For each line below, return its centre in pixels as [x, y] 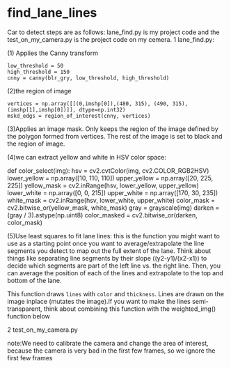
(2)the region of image [39, 91]
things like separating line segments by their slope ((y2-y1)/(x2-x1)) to [107, 258]
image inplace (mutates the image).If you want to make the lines [99, 301]
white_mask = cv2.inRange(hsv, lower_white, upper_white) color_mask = [111, 200]
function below [29, 316]
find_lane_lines [52, 13]
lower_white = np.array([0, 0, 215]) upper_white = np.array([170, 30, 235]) [113, 192]
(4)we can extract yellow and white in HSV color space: [87, 157]
